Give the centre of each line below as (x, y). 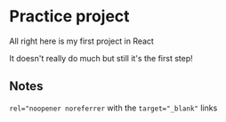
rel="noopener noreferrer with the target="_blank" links (113, 108)
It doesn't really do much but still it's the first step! (101, 58)
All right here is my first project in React (81, 41)
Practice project (70, 16)
